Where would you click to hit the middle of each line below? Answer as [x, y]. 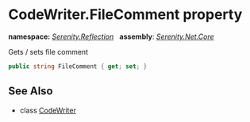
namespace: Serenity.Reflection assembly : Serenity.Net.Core [111, 36]
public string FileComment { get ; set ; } [78, 66]
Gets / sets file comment [48, 51]
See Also [31, 91]
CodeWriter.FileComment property [125, 15]
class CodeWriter [48, 110]
